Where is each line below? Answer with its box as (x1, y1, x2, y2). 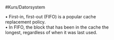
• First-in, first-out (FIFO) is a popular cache (5, 14, 96, 19)
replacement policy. (5, 19, 46, 25)
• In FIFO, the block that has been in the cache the (5, 24, 109, 30)
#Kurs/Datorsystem (5, 4, 45, 10)
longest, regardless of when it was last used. (5, 30, 97, 35)
